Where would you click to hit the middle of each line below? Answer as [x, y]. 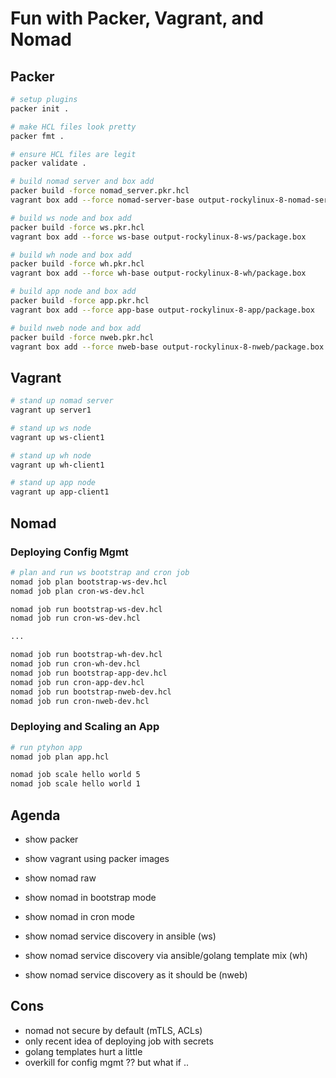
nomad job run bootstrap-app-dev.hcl [89, 673]
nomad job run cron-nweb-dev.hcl [80, 701]
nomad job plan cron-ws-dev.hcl [77, 591]
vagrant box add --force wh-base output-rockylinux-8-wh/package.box [158, 273]
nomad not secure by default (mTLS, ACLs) [113, 1030]
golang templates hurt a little [83, 1051]
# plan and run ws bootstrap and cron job [100, 572]
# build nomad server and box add [82, 182]
